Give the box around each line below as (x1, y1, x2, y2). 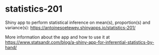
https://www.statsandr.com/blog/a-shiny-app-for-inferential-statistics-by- (5, 39, 155, 45)
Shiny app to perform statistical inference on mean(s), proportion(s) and (5, 19, 151, 25)
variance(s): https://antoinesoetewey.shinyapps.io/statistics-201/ (5, 24, 136, 30)
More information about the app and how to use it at (5, 34, 110, 40)
